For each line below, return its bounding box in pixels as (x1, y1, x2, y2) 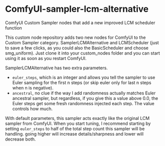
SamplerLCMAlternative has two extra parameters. (5, 65, 108, 71)
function (5, 25, 22, 30)
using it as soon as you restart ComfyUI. (5, 55, 87, 61)
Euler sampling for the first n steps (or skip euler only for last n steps (12, 80, 152, 86)
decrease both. (5, 136, 36, 142)
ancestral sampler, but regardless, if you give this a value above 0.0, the (12, 95, 159, 101)
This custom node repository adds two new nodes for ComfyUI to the (5, 34, 146, 40)
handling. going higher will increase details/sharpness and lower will (5, 131, 144, 137)
